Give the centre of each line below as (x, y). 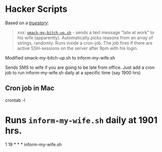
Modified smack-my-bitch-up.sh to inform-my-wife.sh (60, 57)
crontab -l (15, 100)
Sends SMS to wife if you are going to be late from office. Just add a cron (80, 67)
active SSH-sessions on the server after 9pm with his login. (78, 48)
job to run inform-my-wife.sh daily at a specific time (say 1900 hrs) (73, 72)
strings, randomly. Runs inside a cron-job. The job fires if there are (85, 43)
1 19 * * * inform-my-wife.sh (34, 144)
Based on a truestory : (27, 23)
